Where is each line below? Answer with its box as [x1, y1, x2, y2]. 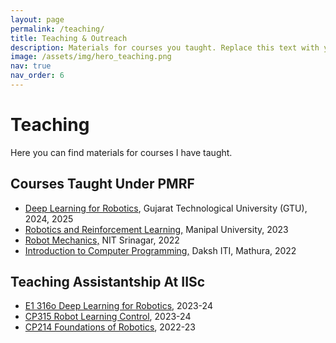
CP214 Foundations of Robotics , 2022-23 [24, 321, 196, 333]
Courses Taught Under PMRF [10, 176, 195, 193]
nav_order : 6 [10, 71, 65, 81]
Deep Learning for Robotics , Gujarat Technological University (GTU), [24, 202, 308, 214]
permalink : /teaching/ [10, 24, 105, 34]
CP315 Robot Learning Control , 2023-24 [24, 311, 192, 323]
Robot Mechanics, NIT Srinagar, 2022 [24, 234, 180, 246]
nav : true [10, 61, 52, 71]
